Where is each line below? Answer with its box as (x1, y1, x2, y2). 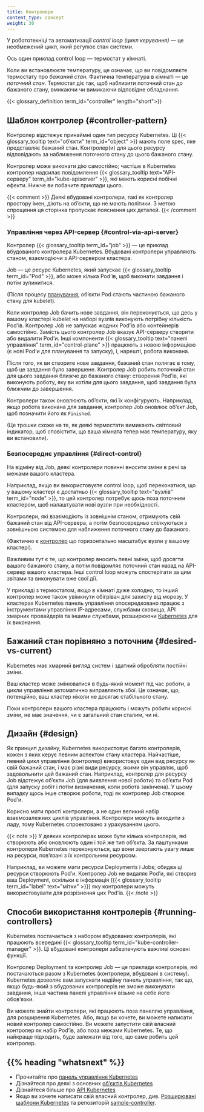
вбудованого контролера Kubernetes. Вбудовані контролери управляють (7, 248, 196, 255)
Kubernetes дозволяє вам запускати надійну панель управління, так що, (7, 976, 194, 984)
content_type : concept (7, 15, 64, 21)
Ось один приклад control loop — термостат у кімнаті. (7, 55, 147, 62)
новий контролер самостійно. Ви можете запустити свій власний (7, 1020, 176, 1028)
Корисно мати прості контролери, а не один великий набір (7, 808, 160, 815)
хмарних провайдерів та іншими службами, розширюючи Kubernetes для (7, 612, 198, 619)
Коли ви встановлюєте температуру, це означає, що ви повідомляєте (7, 67, 188, 74)
